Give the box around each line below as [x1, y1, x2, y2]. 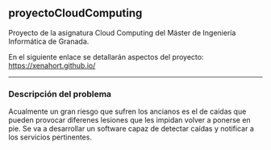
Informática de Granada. [8, 36, 90, 46]
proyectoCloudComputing [8, 6, 143, 20]
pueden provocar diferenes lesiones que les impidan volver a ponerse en [8, 115, 252, 125]
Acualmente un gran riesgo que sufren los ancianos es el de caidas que [8, 106, 247, 116]
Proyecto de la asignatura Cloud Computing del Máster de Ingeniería [8, 27, 236, 37]
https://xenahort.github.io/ [8, 60, 96, 70]
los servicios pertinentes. [8, 132, 93, 142]
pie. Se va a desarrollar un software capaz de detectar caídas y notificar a [8, 124, 254, 134]
